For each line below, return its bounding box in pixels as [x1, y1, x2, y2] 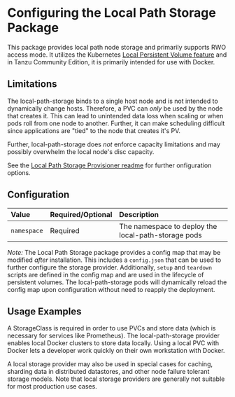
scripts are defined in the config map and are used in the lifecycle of [7, 270, 204, 279]
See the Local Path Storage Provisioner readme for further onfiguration [7, 161, 212, 169]
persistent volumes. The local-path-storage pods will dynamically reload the [7, 278, 227, 286]
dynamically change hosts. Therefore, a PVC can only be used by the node [7, 104, 223, 113]
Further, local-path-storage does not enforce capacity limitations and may [7, 140, 220, 148]
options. [7, 168, 31, 176]
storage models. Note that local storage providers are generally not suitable [7, 375, 225, 383]
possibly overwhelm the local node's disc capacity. [7, 147, 155, 155]
